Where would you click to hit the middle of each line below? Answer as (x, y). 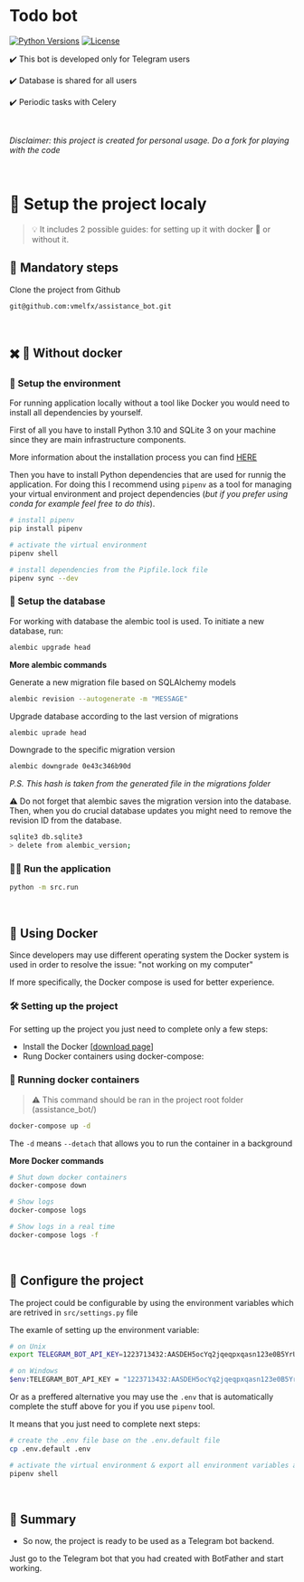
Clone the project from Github (65, 290)
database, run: (36, 631)
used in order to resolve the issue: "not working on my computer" (131, 965)
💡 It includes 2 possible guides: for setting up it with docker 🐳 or (151, 229)
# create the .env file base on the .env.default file (115, 1441)
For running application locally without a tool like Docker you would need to (150, 403)
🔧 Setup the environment (65, 383)
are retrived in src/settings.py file (74, 1312)
